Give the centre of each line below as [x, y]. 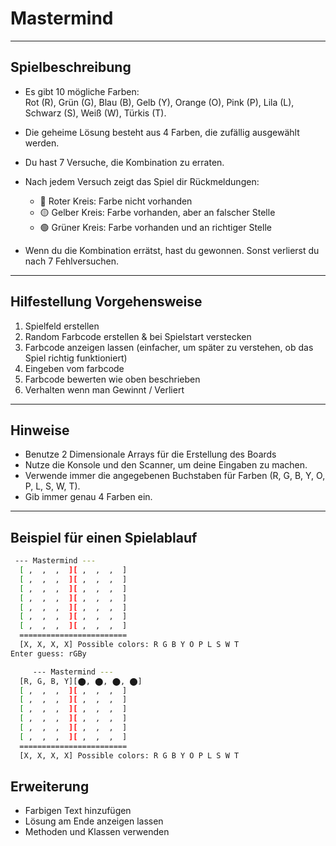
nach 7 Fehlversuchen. [72, 261]
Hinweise [40, 430]
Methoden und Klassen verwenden [97, 832]
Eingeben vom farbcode [74, 368]
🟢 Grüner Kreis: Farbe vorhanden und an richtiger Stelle [155, 227]
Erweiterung [50, 786]
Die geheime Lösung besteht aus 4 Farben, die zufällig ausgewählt [162, 132]
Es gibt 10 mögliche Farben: [82, 91]
